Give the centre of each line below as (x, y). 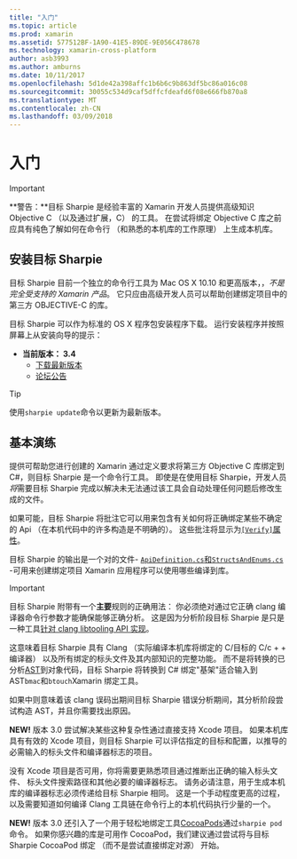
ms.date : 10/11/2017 (47, 76)
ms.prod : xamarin (41, 34)
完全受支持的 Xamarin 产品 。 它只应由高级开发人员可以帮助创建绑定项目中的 (148, 293)
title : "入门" (34, 17)
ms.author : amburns (45, 68)
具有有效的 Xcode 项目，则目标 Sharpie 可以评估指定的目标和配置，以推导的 (148, 740)
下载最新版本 (59, 364)
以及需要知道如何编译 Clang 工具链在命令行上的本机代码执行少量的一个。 (143, 804)
